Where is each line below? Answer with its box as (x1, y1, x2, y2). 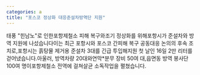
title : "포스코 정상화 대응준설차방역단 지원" (6, 15, 105, 21)
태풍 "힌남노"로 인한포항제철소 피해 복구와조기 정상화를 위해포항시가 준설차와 (6, 31, 188, 39)
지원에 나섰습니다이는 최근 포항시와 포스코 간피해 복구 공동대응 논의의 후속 (12, 39, 188, 47)
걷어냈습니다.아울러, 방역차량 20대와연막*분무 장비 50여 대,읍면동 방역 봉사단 (6, 54, 189, 62)
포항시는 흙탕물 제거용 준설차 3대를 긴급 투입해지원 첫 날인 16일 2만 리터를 (17, 47, 193, 54)
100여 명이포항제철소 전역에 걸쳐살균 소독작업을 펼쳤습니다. (6, 62, 147, 70)
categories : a (6, 8, 42, 15)
